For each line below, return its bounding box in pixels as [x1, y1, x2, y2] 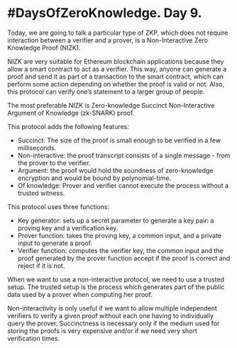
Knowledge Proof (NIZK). [7, 43, 81, 52]
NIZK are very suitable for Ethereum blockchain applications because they [7, 57, 224, 65]
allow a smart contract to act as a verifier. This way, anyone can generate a [7, 64, 227, 73]
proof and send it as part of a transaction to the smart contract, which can [7, 72, 224, 81]
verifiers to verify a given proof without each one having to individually [7, 311, 214, 320]
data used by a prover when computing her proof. [7, 290, 153, 298]
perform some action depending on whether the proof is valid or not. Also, [7, 79, 225, 88]
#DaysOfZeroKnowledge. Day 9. [7, 5, 202, 21]
